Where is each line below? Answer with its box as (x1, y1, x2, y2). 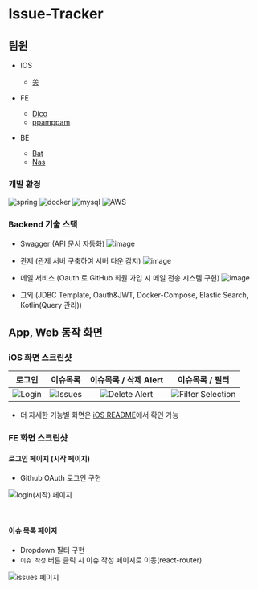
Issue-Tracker (8, 5, 104, 23)
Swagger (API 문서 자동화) (19, 239, 105, 248)
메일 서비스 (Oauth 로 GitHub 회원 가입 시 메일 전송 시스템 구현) (19, 272, 220, 282)
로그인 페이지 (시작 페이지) (8, 453, 91, 463)
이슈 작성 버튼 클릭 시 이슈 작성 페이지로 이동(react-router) (19, 555, 203, 565)
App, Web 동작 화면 (8, 325, 103, 339)
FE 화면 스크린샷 (8, 432, 68, 444)
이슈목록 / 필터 (177, 374, 230, 386)
